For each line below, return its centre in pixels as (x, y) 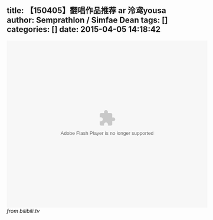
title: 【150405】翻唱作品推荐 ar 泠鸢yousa (86, 11)
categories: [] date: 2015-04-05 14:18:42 (84, 29)
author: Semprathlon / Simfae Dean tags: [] (87, 20)
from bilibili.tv (23, 211)
